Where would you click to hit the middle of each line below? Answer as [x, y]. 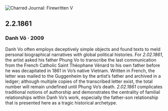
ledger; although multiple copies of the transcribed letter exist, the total [79, 81]
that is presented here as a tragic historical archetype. [61, 102]
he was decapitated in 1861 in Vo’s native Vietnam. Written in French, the [80, 71]
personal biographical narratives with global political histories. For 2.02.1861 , [84, 54]
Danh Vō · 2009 [25, 38]
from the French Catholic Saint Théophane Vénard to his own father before [82, 65]
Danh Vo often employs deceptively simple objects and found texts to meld [83, 49]
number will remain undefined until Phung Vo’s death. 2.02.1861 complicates [84, 87]
